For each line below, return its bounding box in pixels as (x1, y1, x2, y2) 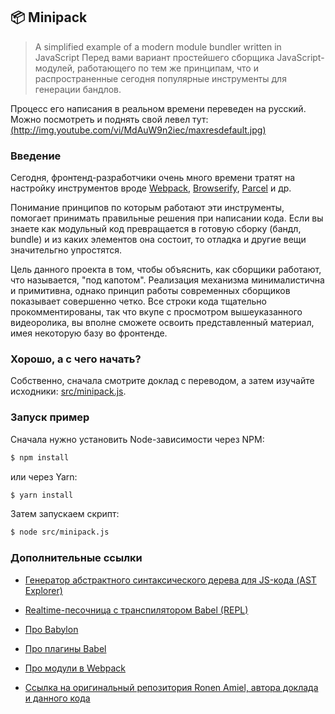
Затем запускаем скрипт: (10, 508, 120, 520)
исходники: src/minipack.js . (10, 385, 127, 398)
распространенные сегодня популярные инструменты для (34, 72, 287, 84)
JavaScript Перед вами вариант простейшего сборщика (34, 51, 275, 63)
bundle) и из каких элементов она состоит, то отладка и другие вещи (10, 234, 307, 246)
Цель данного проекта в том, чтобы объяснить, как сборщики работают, (10, 264, 322, 276)
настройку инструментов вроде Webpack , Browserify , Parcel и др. (10, 182, 292, 194)
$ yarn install (10, 490, 74, 500)
